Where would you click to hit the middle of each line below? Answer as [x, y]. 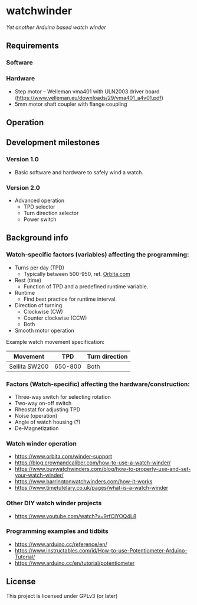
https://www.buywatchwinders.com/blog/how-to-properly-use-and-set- [103, 469]
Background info [37, 238]
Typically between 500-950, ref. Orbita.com [77, 274]
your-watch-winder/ [39, 475]
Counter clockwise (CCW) [55, 318]
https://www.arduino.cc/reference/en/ [61, 544]
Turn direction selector [51, 213]
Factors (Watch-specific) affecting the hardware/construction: [98, 384]
